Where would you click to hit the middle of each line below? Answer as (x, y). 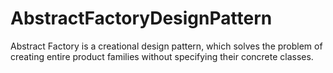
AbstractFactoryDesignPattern (141, 18)
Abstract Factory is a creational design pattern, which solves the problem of (166, 46)
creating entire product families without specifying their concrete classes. (162, 56)
